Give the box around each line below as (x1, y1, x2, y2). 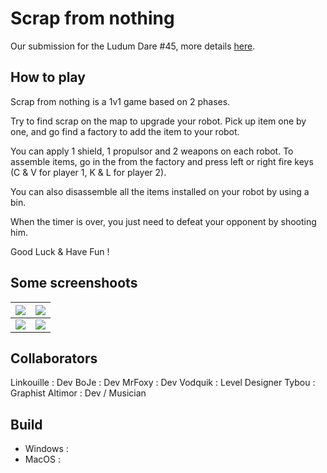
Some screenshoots (10, 275, 138, 292)
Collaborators (10, 350, 98, 367)
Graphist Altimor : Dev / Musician (10, 387, 147, 399)
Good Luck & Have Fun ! (10, 245, 110, 257)
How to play (10, 69, 86, 86)
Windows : (24, 443, 69, 455)
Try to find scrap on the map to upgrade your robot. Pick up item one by (10, 115, 307, 127)
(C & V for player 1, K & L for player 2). (10, 166, 167, 178)
